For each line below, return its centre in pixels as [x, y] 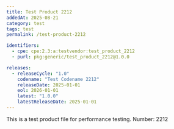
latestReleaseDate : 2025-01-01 [57, 102]
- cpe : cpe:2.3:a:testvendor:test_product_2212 [74, 51]
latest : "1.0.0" [38, 96]
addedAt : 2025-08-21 [33, 18]
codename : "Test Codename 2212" [58, 79]
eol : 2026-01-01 [38, 91]
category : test [26, 23]
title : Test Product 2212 [39, 12]
